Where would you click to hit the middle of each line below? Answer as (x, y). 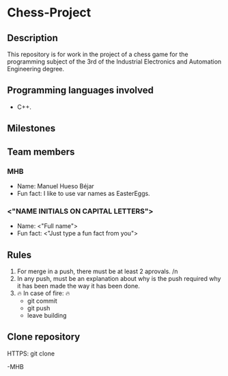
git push (39, 308)
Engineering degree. (36, 69)
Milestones (31, 128)
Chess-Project (49, 13)
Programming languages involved (80, 90)
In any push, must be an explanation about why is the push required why (119, 278)
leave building (47, 315)
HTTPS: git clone (31, 353)
